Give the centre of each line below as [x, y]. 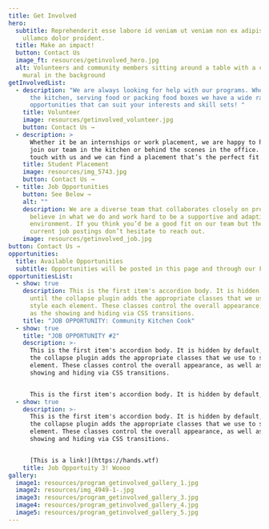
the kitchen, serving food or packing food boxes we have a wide [141, 98]
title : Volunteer [52, 113]
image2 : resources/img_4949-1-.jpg [75, 490]
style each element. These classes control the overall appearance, [146, 306]
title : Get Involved [43, 16]
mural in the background [64, 75]
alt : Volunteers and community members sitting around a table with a [136, 68]
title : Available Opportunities [70, 261]
